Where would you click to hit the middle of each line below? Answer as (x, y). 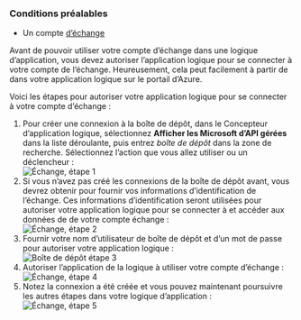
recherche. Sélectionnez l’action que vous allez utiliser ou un (135, 152)
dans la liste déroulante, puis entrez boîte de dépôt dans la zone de (147, 143)
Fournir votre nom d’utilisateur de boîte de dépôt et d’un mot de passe (152, 239)
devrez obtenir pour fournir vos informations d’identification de (139, 191)
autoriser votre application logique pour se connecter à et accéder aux (154, 210)
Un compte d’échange (64, 33)
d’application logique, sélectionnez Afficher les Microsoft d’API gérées (155, 133)
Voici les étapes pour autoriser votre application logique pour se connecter (148, 96)
